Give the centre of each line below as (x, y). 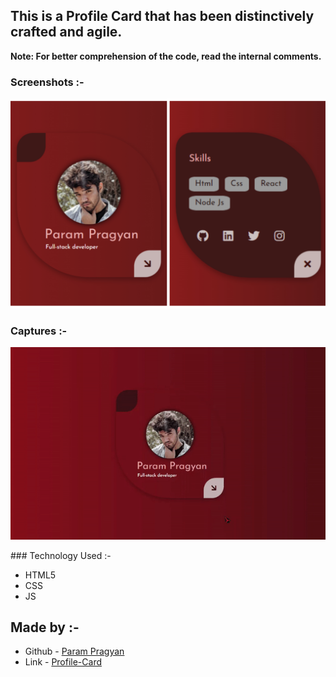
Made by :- (45, 627)
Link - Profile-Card (63, 662)
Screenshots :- (47, 82)
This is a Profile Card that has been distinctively (162, 16)
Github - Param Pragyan (74, 651)
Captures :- (39, 331)
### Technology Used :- (61, 555)
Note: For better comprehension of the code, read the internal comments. (166, 56)
